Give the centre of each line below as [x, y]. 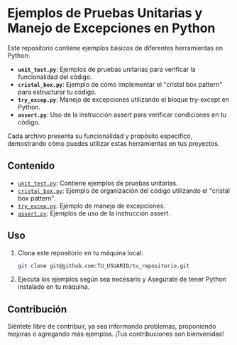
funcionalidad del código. [55, 77]
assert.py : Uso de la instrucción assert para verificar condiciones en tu [122, 115]
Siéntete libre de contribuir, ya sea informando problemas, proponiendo [112, 327]
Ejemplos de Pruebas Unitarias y [105, 13]
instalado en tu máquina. [54, 287]
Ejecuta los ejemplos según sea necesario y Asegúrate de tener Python [122, 280]
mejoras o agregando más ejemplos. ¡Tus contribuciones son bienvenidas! [116, 334]
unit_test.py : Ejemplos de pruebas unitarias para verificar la [107, 69]
